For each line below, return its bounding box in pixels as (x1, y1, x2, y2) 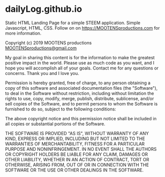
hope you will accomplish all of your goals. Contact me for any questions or (5, 65, 159, 71)
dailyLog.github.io (5, 3, 82, 15)
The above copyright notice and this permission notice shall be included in (5, 115, 157, 121)
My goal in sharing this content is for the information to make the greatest (5, 54, 155, 60)
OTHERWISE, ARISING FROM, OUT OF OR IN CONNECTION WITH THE (5, 162, 149, 168)
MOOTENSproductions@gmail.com (5, 45, 77, 51)
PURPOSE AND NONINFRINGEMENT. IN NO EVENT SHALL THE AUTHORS (5, 146, 157, 152)
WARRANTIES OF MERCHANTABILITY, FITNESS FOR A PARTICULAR (5, 141, 145, 146)
